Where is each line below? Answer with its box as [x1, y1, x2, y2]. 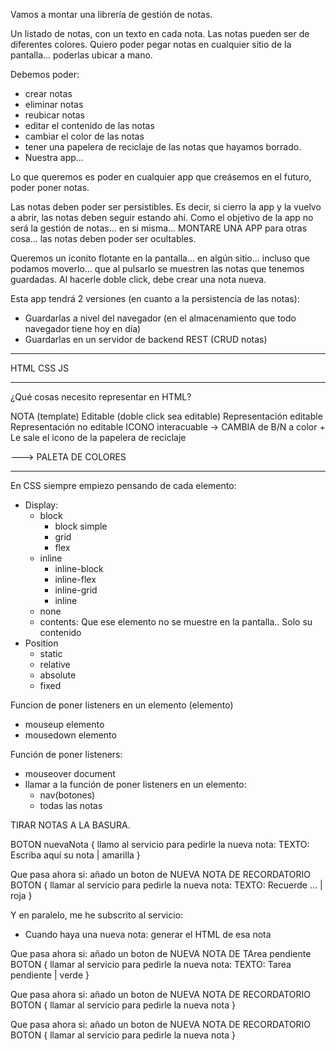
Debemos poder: [10, 69, 80, 80]
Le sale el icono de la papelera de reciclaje [10, 432, 187, 443]
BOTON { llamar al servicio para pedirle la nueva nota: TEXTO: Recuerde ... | [10, 879, 323, 891]
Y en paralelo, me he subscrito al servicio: [10, 909, 184, 921]
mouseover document [24, 768, 116, 779]
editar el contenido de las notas [24, 120, 155, 131]
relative [39, 659, 71, 670]
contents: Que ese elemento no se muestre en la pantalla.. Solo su [39, 616, 313, 628]
